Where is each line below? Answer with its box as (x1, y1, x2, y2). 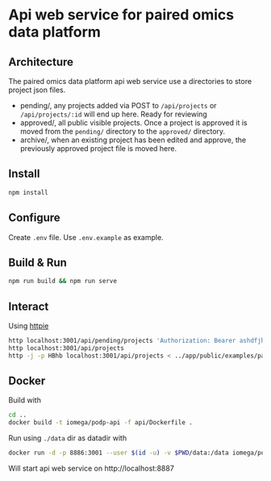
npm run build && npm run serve (8, 277, 117, 285)
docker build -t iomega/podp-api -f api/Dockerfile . (8, 419, 194, 427)
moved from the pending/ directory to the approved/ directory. (19, 127, 226, 136)
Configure (8, 211, 60, 225)
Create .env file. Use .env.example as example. (8, 232, 164, 242)
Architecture (8, 55, 74, 69)
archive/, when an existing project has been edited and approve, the (19, 135, 247, 145)
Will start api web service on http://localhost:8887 (8, 463, 175, 474)
